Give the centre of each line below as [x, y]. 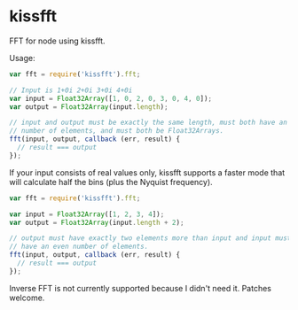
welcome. [27, 298]
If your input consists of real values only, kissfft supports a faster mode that [147, 172]
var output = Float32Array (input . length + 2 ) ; [97, 222]
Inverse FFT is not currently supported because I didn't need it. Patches [141, 288]
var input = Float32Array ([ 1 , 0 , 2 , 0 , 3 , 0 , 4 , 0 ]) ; [111, 98]
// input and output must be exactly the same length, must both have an [149, 123]
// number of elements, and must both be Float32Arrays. [117, 131]
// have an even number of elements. [79, 247]
